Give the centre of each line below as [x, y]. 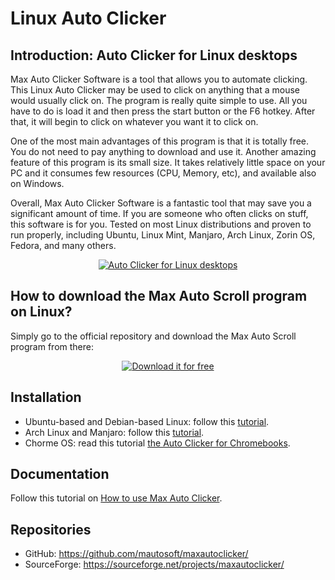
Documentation [60, 474]
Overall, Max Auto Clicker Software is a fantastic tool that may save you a [161, 203]
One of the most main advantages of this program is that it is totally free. [160, 141]
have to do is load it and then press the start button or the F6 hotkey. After [163, 111]
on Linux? [41, 312]
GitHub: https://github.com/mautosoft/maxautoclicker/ [136, 554]
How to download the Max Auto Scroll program [159, 296]
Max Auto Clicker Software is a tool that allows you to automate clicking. [159, 79]
